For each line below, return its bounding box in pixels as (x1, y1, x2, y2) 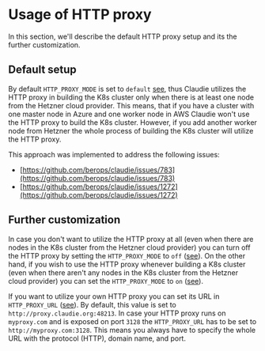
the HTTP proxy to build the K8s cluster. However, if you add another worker (8, 117, 257, 127)
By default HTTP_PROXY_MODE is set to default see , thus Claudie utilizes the (8, 84, 247, 93)
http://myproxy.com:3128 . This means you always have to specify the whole (8, 325, 256, 334)
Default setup (8, 63, 77, 77)
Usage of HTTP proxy (8, 6, 152, 24)
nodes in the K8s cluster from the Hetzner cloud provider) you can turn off (8, 243, 251, 252)
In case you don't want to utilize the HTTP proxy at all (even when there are (8, 234, 254, 243)
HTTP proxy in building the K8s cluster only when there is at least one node (8, 92, 255, 102)
